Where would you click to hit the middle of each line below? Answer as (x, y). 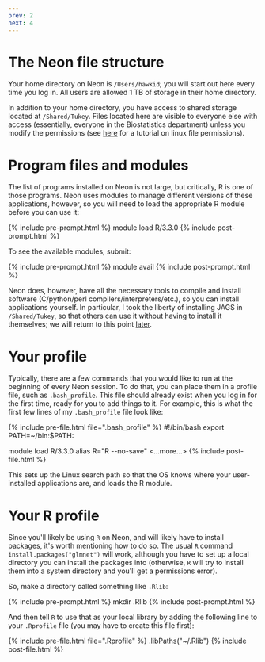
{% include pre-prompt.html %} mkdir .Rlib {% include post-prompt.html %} (132, 602)
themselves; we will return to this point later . (80, 324)
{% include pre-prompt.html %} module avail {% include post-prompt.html (129, 267)
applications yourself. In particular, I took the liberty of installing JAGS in (125, 308)
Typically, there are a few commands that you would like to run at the (121, 378)
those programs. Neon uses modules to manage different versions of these (131, 196)
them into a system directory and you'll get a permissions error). (113, 571)
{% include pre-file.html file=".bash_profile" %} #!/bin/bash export (116, 427)
